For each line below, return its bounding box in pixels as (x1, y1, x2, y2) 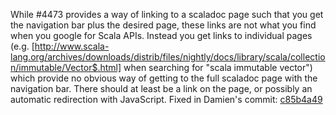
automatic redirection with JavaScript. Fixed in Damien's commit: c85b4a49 (10, 94, 323, 105)
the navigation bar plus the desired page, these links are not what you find (10, 19, 317, 31)
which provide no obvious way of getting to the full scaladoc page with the (10, 72, 318, 84)
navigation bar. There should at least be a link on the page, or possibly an (10, 83, 313, 94)
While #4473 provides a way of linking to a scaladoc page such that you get (10, 9, 324, 20)
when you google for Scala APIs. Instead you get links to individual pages (10, 30, 313, 41)
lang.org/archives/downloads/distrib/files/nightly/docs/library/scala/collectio (10, 51, 326, 63)
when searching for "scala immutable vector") (123, 62, 313, 73)
